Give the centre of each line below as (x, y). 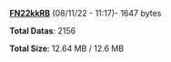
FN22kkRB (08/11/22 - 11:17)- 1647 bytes (85, 13)
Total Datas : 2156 (42, 31)
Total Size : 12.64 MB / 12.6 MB (67, 48)
